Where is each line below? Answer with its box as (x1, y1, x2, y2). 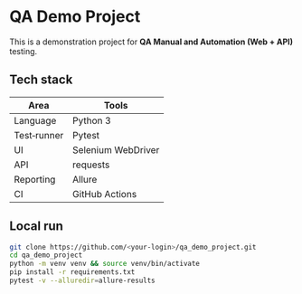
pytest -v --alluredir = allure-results (9, 276, 156, 286)
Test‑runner (14, 128, 64, 141)
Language (14, 114, 57, 127)
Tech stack (9, 72, 73, 88)
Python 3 (71, 114, 111, 127)
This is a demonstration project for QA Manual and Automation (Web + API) (9, 36, 294, 47)
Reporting (14, 173, 56, 185)
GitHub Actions (71, 187, 137, 200)
